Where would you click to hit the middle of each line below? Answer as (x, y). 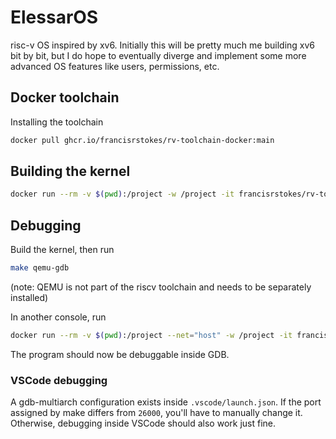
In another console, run (58, 317)
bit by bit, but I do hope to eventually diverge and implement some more (158, 55)
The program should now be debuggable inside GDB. (120, 354)
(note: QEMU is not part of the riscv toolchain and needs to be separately (161, 287)
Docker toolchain (65, 97)
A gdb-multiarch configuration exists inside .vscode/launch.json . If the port (166, 402)
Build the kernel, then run (62, 250)
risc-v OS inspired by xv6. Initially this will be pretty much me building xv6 (163, 45)
